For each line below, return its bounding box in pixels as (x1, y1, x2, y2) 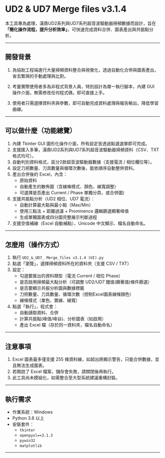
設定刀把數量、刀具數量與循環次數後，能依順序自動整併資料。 (12, 165, 137, 171)
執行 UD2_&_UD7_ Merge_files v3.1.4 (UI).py (12, 254, 104, 261)
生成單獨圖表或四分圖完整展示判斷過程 (19, 214, 97, 220)
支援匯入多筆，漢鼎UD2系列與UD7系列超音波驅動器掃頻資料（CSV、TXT (12, 146, 160, 153)
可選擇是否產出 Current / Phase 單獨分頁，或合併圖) (19, 189, 125, 195)
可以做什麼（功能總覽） (5, 127, 76, 135)
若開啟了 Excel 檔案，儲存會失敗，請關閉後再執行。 (12, 369, 116, 375)
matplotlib (19, 443, 42, 448)
